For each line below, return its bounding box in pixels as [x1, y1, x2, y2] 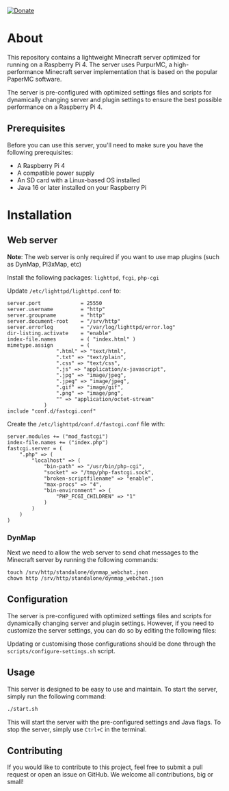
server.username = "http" [7, 306, 106, 313]
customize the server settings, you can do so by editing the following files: [7, 626, 217, 634]
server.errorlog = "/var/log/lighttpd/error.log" [7, 324, 176, 330]
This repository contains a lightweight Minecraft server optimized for [7, 53, 200, 61]
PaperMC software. [7, 75, 62, 83]
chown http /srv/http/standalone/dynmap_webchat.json [7, 575, 164, 582]
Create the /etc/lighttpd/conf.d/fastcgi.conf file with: [7, 419, 165, 428]
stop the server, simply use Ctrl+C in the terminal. [7, 725, 147, 733]
